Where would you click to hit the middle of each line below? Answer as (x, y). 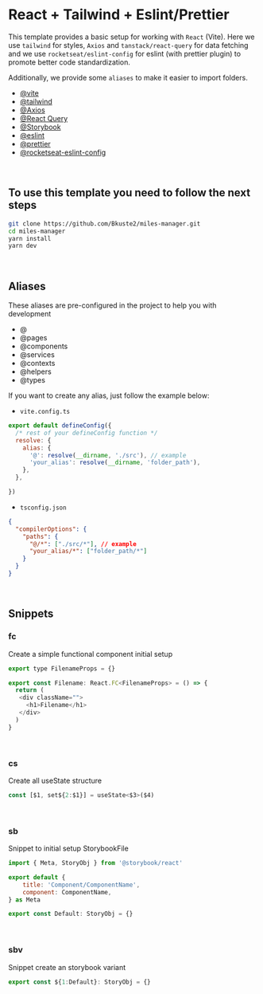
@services (37, 355)
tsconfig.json (43, 508)
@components (44, 346)
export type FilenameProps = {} (62, 668)
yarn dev (23, 246)
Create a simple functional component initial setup (91, 654)
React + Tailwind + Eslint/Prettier (119, 15)
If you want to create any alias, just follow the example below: (109, 395)
